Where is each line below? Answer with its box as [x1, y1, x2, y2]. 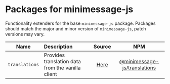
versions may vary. [5, 31, 45, 37]
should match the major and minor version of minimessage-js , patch [5, 25, 146, 31]
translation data [44, 58, 81, 65]
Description [44, 43, 73, 50]
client [44, 70, 57, 77]
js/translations [122, 64, 156, 71]
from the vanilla [44, 64, 81, 71]
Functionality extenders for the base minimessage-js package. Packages [5, 20, 156, 26]
